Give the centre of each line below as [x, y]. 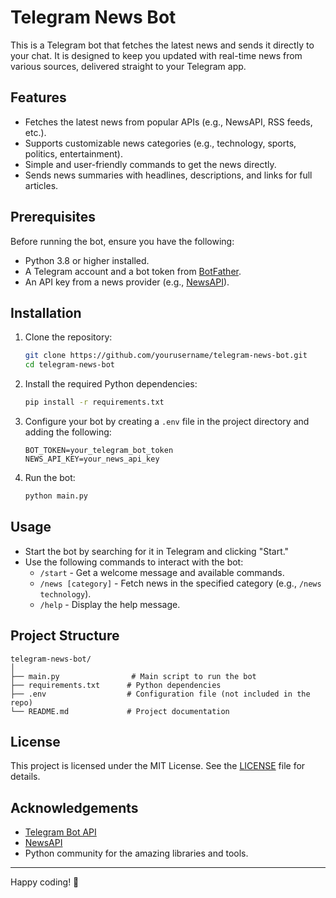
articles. [41, 185]
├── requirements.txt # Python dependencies [116, 685]
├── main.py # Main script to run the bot [133, 676]
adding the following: [68, 432]
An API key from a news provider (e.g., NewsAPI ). [127, 282]
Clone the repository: [68, 337]
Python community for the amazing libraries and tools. [136, 853]
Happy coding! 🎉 [45, 882]
